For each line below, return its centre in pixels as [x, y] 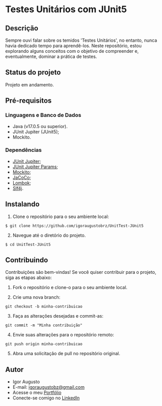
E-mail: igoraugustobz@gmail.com [49, 387]
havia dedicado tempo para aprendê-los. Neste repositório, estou [73, 46]
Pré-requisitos [29, 101]
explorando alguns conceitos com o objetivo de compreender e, [72, 51]
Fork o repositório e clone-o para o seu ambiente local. [70, 288]
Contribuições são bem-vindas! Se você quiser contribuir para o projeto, [81, 272]
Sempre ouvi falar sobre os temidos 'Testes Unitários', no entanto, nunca [81, 40]
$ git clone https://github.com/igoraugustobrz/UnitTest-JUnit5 [74, 226]
